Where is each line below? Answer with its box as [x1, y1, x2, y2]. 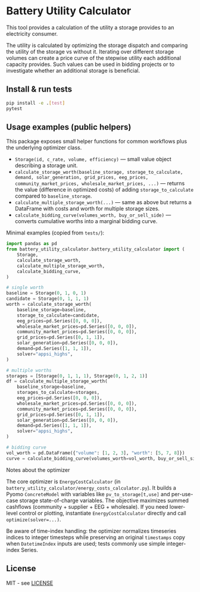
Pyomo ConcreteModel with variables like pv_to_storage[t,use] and [6, 490, 171, 497]
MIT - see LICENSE [6, 579, 54, 587]
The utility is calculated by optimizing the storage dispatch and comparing [6, 42, 188, 49]
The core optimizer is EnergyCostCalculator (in [6, 478, 121, 485]
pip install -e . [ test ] [6, 100, 65, 106]
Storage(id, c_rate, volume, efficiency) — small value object [14, 156, 171, 163]
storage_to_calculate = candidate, [17, 312, 100, 318]
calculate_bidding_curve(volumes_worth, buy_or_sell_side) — [14, 211, 171, 218]
